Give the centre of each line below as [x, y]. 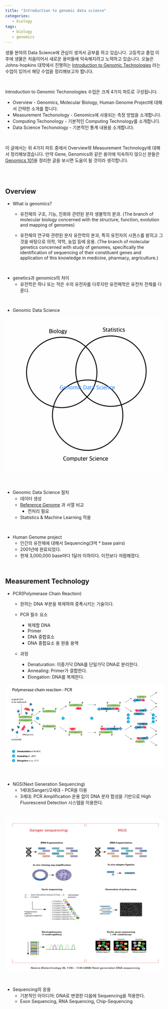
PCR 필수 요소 [34, 614]
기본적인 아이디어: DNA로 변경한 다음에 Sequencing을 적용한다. [82, 995]
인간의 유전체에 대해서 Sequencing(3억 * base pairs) [72, 543]
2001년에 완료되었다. [40, 549]
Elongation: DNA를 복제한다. [56, 677]
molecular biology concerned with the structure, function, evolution [90, 219]
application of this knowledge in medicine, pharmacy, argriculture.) [89, 258]
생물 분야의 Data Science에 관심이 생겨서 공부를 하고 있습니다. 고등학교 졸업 [80, 52]
